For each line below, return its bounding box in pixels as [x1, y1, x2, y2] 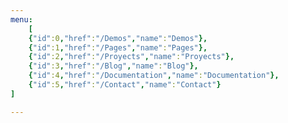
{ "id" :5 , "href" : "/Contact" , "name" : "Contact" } [28, 80, 222, 90]
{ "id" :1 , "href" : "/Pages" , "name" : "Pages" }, [28, 42, 208, 53]
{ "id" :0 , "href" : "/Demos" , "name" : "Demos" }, [28, 33, 208, 43]
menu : [10, 14, 33, 25]
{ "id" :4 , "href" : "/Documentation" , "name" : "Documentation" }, [28, 71, 280, 81]
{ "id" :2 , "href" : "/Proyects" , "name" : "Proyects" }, [28, 52, 235, 62]
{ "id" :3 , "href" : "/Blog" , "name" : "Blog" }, [28, 61, 199, 71]
